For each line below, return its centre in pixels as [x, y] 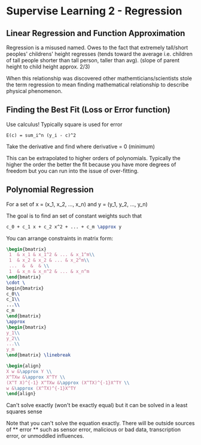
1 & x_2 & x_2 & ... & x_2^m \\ [49, 260]
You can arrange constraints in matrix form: [60, 238]
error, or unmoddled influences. [45, 436]
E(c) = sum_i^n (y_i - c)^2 [41, 135]
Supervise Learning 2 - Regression [94, 11]
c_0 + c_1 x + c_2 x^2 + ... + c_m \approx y [64, 227]
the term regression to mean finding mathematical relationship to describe [98, 85]
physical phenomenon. [34, 91]
